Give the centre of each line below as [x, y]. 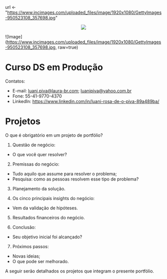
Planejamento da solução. [39, 188]
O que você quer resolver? [40, 154]
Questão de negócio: [34, 145]
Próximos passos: [31, 246]
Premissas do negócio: [36, 164]
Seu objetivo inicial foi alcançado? [47, 237]
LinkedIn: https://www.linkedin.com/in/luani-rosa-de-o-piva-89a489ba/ [86, 101]
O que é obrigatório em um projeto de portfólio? [54, 135]
